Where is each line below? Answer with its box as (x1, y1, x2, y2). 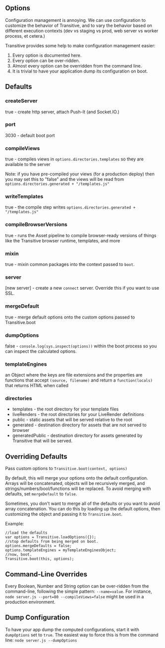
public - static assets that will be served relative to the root (12, 417, 132, 423)
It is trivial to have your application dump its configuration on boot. (12, 68, 148, 74)
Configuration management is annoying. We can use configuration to (5, 17, 146, 23)
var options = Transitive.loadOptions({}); (5, 535, 97, 540)
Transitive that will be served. (12, 438, 73, 444)
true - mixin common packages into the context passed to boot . (5, 261, 135, 267)
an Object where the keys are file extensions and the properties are (5, 372, 143, 378)
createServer (5, 97, 38, 104)
